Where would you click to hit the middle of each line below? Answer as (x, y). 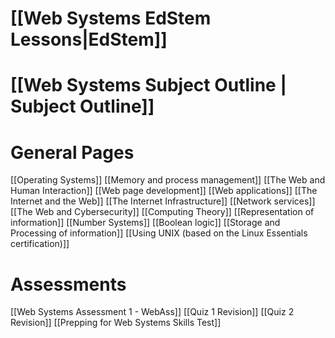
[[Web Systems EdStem (111, 18)
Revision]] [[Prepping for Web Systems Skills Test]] (116, 323)
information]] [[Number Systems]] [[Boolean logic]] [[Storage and (145, 223)
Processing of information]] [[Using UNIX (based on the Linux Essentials (159, 233)
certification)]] (40, 244)
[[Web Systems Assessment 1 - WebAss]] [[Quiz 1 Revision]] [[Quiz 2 (152, 312)
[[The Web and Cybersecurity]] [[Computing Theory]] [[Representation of (162, 212)
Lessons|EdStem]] (89, 39)
